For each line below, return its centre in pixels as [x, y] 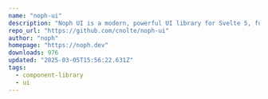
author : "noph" [33, 38]
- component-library [49, 75]
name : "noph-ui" [35, 16]
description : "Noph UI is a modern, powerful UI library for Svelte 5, [130, 23]
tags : [17, 68]
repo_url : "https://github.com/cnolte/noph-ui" [89, 30]
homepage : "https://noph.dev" [59, 46]
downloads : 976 [33, 53]
